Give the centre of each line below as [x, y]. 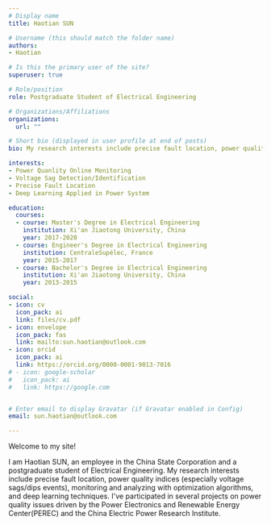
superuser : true [35, 75]
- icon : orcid [32, 350]
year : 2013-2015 [50, 283]
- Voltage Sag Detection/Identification [77, 178]
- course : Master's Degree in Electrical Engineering [108, 223]
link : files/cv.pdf [48, 319]
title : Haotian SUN [41, 23]
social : [21, 298]
